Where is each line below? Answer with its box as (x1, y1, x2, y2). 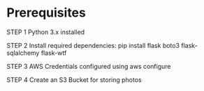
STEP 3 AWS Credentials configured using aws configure (6, 62, 172, 70)
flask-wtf (41, 49, 67, 57)
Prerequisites (6, 5, 87, 21)
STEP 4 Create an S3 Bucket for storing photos (6, 75, 142, 84)
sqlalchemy (6, 49, 40, 57)
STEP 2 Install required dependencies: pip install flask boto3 (6, 41, 180, 49)
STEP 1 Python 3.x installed (6, 28, 85, 36)
